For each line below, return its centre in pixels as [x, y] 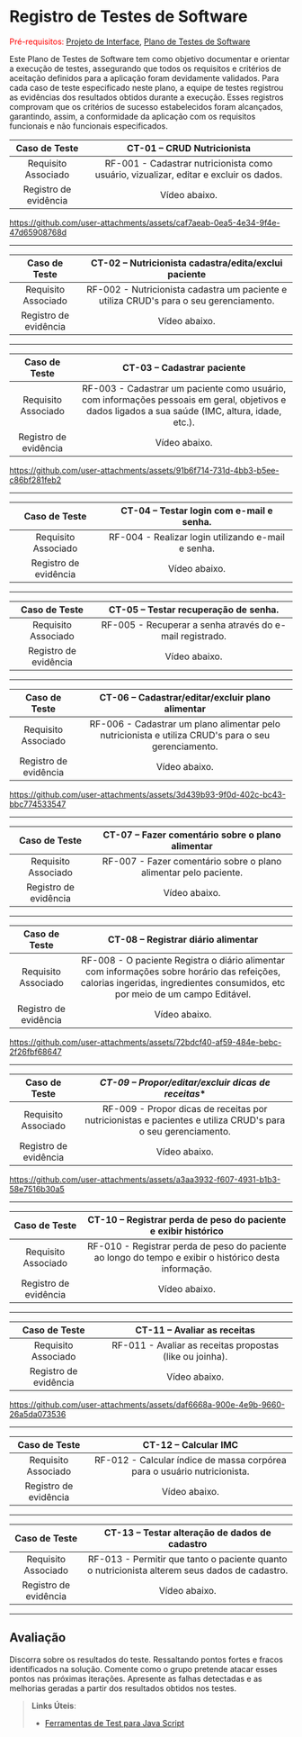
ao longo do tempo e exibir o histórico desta [187, 1257]
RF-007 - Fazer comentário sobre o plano [192, 861]
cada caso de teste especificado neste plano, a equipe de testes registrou [147, 87]
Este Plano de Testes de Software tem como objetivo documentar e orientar [150, 59]
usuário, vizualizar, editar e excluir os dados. [189, 175]
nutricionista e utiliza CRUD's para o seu [185, 735]
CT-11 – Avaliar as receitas [195, 1330]
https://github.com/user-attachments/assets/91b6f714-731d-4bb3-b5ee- [144, 470]
